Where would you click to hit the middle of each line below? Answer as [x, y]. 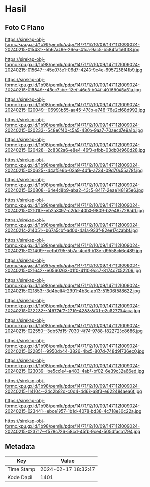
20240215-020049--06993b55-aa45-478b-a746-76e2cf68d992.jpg [75, 110]
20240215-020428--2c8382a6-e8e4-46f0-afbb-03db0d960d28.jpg [75, 150]
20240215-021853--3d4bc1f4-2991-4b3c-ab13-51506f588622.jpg [73, 291]
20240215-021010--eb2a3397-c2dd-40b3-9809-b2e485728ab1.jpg [75, 210]
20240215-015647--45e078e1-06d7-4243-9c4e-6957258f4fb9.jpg [74, 70]
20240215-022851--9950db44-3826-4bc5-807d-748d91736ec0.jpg [75, 351]
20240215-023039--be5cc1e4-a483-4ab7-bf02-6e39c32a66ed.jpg [75, 371]
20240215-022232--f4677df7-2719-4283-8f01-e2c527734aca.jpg [73, 311]
